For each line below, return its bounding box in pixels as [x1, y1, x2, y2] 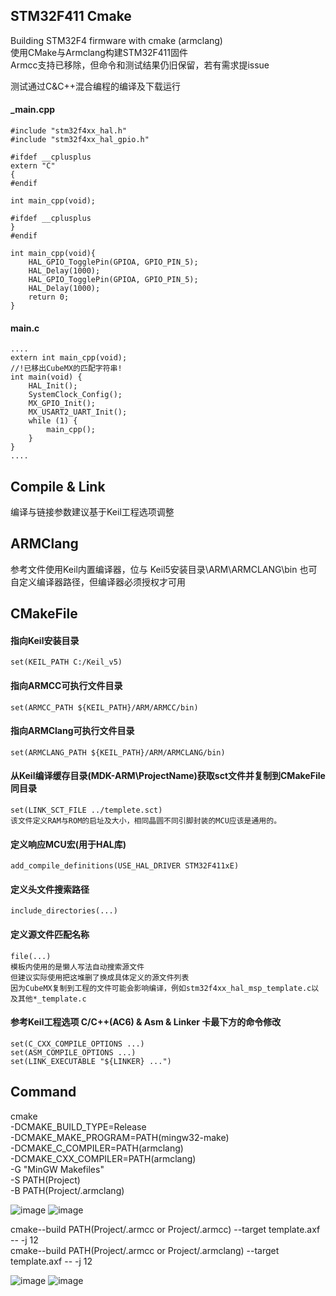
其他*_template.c [17, 994, 87, 1004]
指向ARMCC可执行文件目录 [10, 680, 123, 692]
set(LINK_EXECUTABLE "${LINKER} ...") [10, 1056, 172, 1066]
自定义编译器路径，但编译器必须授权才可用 [10, 575, 186, 588]
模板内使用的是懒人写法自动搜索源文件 [10, 962, 145, 972]
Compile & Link [10, 478, 106, 495]
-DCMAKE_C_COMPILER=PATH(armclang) [10, 1142, 184, 1154]
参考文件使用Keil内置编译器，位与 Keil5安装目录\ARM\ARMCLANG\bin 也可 [10, 563, 318, 575]
